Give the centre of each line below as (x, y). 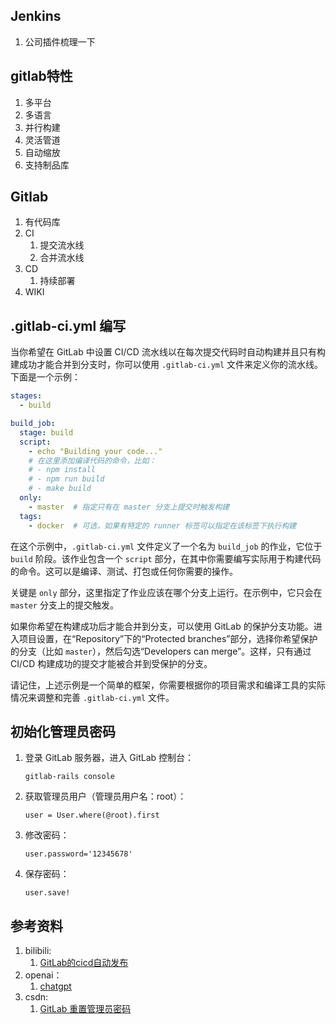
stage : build (46, 432)
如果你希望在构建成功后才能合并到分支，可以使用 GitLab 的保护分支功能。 (162, 626)
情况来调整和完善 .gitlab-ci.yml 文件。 (92, 697)
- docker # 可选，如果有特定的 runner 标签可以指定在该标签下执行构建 (162, 525)
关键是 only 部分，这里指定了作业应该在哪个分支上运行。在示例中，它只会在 (166, 592)
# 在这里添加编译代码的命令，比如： (92, 460)
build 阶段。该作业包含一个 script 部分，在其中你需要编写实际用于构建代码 (166, 558)
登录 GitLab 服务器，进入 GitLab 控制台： (109, 758)
